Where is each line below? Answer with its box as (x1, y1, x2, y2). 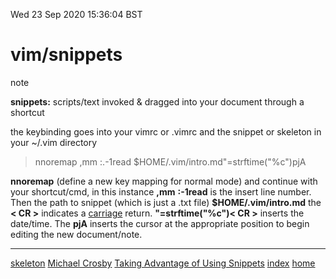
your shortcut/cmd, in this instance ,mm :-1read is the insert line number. (10, 185, 312, 198)
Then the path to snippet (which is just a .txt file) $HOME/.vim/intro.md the (10, 196, 322, 208)
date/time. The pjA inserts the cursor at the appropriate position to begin (10, 217, 310, 229)
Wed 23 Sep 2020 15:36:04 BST (10, 9, 143, 20)
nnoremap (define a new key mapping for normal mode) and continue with (10, 175, 318, 187)
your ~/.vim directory (10, 136, 98, 148)
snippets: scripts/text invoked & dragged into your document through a (10, 95, 305, 108)
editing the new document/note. (10, 228, 143, 240)
